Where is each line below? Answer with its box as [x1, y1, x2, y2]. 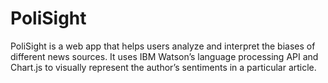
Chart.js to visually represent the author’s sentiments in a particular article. [10, 61, 317, 73]
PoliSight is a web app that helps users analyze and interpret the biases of [10, 40, 316, 52]
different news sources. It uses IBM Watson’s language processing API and [10, 50, 319, 62]
